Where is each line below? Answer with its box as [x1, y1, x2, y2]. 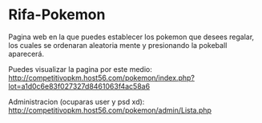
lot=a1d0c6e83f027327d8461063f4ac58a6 [8, 81, 151, 91]
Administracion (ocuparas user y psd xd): [8, 97, 145, 106]
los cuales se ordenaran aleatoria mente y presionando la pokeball [8, 40, 228, 50]
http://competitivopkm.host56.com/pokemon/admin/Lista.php [8, 105, 212, 115]
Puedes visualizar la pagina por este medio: [8, 64, 152, 73]
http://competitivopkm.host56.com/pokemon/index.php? [8, 73, 195, 82]
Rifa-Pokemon [8, 6, 106, 24]
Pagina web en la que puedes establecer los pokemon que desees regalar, [8, 32, 255, 42]
